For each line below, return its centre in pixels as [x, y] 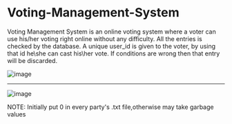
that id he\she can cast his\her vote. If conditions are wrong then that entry [114, 53]
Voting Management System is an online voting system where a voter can [112, 32]
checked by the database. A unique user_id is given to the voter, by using [112, 46]
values [17, 114]
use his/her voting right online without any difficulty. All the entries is [105, 38]
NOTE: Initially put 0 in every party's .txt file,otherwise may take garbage [110, 107]
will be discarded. [32, 60]
